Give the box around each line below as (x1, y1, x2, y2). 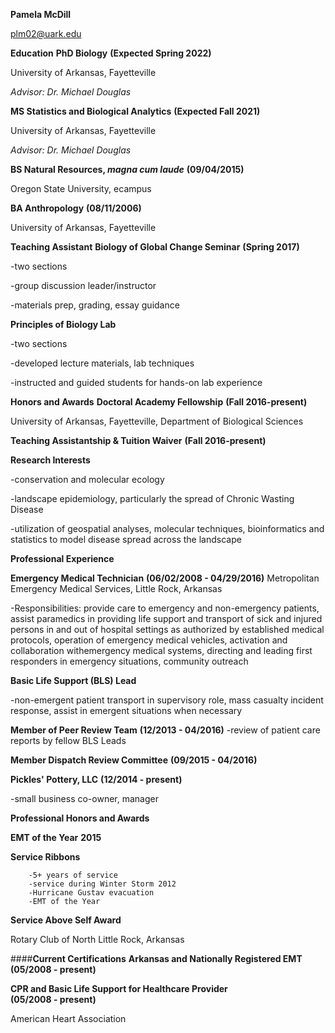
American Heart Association (10, 1013, 127, 1024)
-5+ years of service (28, 870, 118, 880)
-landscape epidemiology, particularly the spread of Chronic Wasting (10, 493, 295, 504)
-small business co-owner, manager (10, 793, 159, 804)
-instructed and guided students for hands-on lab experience (10, 377, 263, 388)
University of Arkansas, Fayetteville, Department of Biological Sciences (10, 415, 304, 427)
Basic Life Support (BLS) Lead (10, 675, 137, 686)
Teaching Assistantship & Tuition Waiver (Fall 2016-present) (10, 435, 267, 446)
